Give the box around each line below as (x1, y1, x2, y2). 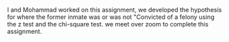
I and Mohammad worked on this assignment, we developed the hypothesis (7, 6, 222, 14)
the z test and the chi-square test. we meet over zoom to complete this (7, 20, 209, 28)
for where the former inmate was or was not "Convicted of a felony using (7, 13, 215, 21)
